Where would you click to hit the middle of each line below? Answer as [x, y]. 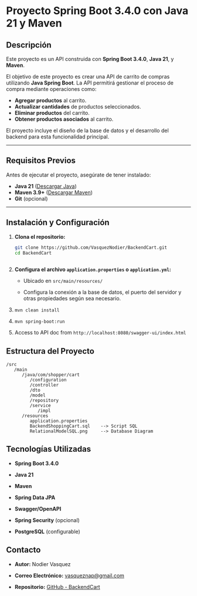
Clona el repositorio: [40, 236]
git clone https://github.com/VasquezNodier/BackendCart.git [91, 248]
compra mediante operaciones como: [51, 89]
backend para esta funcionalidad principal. [58, 137]
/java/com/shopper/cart [51, 375]
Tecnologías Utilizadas [49, 449]
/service [40, 406]
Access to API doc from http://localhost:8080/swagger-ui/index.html [100, 333]
